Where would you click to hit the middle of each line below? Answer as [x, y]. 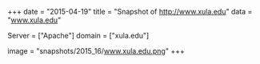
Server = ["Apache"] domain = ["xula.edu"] [78, 36]
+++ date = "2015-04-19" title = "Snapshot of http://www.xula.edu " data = [130, 12]
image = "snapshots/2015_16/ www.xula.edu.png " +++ [96, 51]
